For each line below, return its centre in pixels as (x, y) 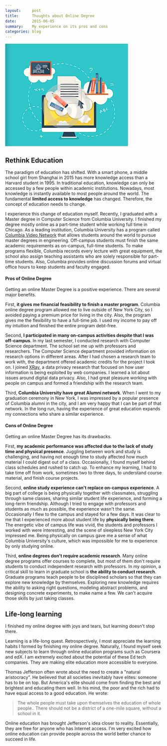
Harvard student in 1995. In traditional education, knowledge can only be (80, 183)
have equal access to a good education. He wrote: (57, 693)
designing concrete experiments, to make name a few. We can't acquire (79, 593)
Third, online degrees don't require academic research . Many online (77, 556)
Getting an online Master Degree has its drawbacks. (59, 437)
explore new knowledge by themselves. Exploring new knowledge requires (82, 583)
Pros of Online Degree (28, 278)
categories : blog (23, 32)
